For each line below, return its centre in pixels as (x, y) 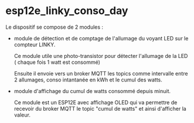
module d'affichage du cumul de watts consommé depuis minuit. (92, 91)
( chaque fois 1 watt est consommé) (57, 62)
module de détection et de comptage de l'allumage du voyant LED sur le (101, 38)
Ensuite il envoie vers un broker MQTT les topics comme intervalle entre (101, 73)
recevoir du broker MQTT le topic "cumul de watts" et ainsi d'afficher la (100, 108)
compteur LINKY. (35, 45)
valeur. (22, 115)
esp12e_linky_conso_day (67, 11)
